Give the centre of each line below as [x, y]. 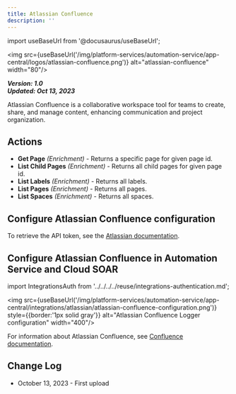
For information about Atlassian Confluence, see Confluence [95, 336]
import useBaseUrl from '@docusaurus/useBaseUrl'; [84, 40]
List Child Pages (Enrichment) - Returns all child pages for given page [120, 167]
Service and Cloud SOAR [63, 269]
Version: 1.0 [25, 83]
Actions [25, 141]
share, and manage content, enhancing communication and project [105, 112]
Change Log [35, 366]
